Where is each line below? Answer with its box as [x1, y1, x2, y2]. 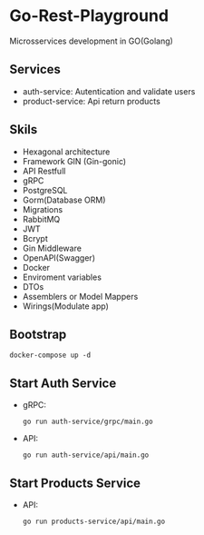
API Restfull [22, 165, 66, 176]
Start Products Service [9, 475, 141, 490]
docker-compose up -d [9, 351, 92, 360]
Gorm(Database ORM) [22, 194, 106, 205]
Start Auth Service [9, 375, 117, 391]
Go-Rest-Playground [9, 5, 170, 26]
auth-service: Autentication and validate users [22, 85, 196, 96]
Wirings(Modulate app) [22, 301, 109, 312]
